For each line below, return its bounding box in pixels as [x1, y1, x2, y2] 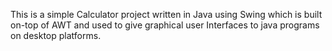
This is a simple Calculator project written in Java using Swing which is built [10, 9, 323, 20]
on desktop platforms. [10, 30, 102, 41]
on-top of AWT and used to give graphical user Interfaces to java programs [10, 19, 320, 31]
